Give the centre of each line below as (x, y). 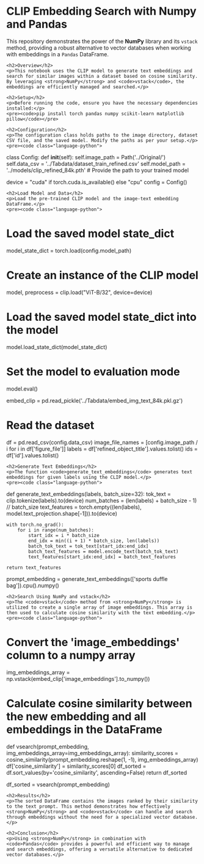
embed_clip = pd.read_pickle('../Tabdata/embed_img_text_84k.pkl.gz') (95, 400)
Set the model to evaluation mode (93, 371)
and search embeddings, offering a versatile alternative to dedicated (99, 849)
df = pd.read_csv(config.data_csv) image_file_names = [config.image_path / (102, 442)
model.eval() (22, 389)
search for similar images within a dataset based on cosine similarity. (102, 76)
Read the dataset (50, 425)
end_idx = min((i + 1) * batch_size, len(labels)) (94, 541)
